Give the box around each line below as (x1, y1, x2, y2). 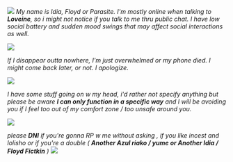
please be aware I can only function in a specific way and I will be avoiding (7, 97, 226, 106)
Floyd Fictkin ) (7, 147, 49, 155)
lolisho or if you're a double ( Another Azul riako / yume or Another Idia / (7, 139, 219, 147)
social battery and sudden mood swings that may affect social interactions (7, 22, 223, 31)
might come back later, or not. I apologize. (7, 63, 129, 72)
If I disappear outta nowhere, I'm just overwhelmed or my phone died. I (7, 56, 211, 64)
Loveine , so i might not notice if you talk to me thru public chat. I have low (7, 15, 220, 23)
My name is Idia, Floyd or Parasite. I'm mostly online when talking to (15, 8, 212, 15)
